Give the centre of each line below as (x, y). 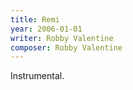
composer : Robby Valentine (66, 47)
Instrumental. (37, 76)
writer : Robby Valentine (62, 38)
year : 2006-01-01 (46, 29)
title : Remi (35, 19)
